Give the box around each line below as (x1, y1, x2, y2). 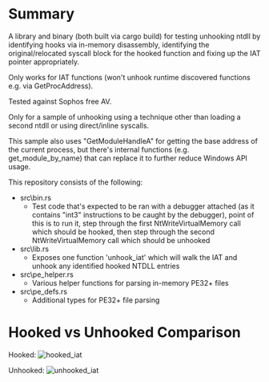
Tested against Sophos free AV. (8, 96, 112, 106)
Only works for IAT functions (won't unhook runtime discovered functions (8, 72, 251, 82)
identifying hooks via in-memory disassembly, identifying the (8, 39, 210, 49)
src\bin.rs (19, 193, 52, 202)
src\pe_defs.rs (19, 286, 68, 296)
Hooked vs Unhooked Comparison (8, 323, 242, 342)
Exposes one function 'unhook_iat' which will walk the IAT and (31, 252, 238, 262)
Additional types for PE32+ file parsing (31, 295, 160, 305)
